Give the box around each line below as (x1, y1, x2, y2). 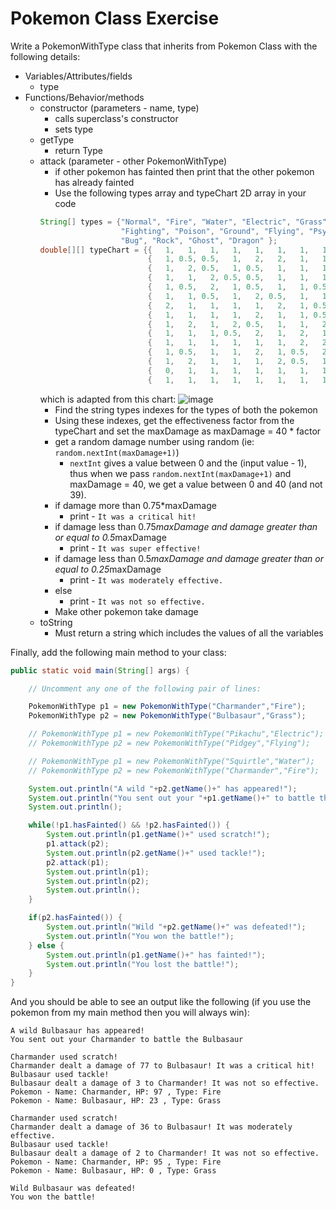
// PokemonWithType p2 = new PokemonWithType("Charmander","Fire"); (28, 765, 320, 776)
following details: (10, 50, 81, 62)
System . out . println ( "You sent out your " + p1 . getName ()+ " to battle (28, 793, 315, 803)
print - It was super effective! (69, 542, 202, 554)
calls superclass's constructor (54, 112, 179, 124)
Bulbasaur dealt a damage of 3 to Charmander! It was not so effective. (10, 1078, 320, 1089)
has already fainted (54, 176, 135, 188)
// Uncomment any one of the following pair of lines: (28, 683, 262, 694)
